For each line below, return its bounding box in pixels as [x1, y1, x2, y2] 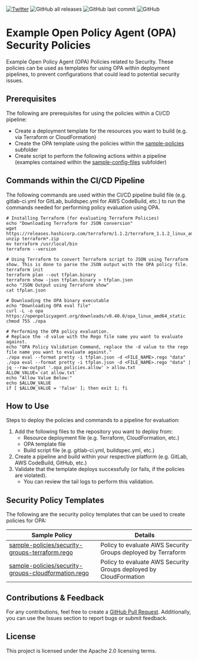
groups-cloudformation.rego [9, 569, 90, 577]
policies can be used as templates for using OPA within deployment [6, 64, 170, 71]
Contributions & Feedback [6, 592, 104, 603]
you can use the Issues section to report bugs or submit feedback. [6, 615, 168, 621]
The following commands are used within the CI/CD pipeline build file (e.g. [6, 191, 187, 198]
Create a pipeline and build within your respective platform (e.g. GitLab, [14, 453, 189, 460]
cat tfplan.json [6, 287, 46, 293]
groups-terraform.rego [9, 548, 74, 556]
